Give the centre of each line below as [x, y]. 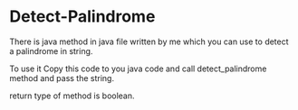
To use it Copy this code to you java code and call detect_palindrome [138, 69]
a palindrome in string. [51, 50]
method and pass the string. [62, 78]
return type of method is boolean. [72, 96]
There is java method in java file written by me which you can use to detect [149, 41]
